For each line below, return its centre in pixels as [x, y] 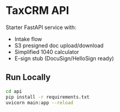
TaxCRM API [37, 11]
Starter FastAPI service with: [41, 27]
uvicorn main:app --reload [39, 103]
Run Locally [28, 77]
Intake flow [28, 39]
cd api [14, 91]
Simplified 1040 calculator [47, 51]
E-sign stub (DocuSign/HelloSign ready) [64, 58]
